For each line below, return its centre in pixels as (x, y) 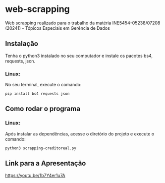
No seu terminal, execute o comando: (43, 85)
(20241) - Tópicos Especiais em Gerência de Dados (57, 28)
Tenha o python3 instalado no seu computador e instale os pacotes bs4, (79, 56)
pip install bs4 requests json (37, 94)
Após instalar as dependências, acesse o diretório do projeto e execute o (80, 134)
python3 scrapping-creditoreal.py (41, 148)
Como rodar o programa (43, 109)
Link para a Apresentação (46, 163)
